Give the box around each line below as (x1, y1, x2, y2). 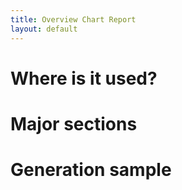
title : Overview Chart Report (10, 14, 137, 25)
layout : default (10, 24, 78, 34)
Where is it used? (10, 67, 158, 90)
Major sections (10, 112, 138, 135)
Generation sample (10, 159, 172, 181)
